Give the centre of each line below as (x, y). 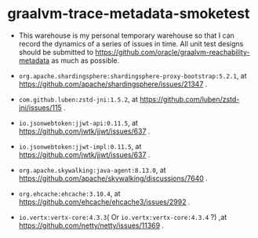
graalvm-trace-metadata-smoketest (129, 14)
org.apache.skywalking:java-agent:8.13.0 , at (92, 170)
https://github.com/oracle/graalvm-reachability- (173, 52)
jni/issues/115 (40, 108)
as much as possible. (85, 60)
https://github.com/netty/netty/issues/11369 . (91, 225)
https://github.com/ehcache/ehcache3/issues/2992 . (104, 202)
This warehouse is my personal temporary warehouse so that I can (126, 35)
